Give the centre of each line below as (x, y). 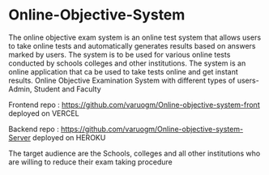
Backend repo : (34, 129)
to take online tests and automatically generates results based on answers (132, 45)
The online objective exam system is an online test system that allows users (135, 37)
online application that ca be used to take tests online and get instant (124, 71)
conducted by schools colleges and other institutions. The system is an (127, 63)
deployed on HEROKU (69, 137)
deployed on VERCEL (44, 113)
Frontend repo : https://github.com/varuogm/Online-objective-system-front (134, 105)
